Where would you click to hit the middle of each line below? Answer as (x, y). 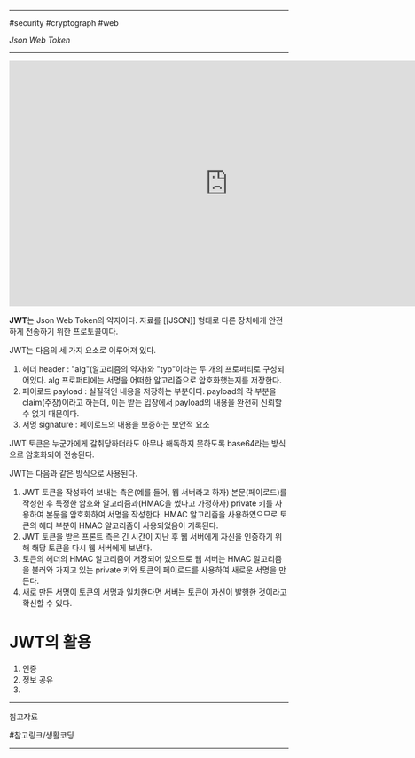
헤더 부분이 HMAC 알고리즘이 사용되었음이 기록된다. (129, 525)
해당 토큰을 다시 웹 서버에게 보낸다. (92, 548)
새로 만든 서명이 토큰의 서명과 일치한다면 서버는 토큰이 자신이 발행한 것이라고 (155, 592)
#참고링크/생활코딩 (42, 735)
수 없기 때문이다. (51, 413)
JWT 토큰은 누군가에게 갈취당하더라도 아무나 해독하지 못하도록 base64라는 (139, 443)
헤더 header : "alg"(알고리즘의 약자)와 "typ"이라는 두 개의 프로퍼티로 (141, 369)
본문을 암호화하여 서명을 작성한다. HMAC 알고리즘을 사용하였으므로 (162, 514)
